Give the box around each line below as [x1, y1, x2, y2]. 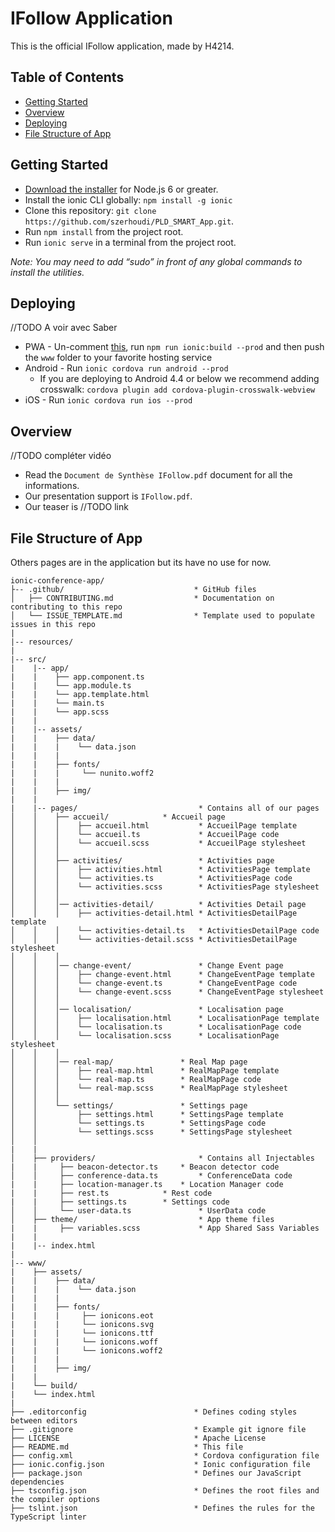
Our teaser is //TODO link [24, 501, 129, 513]
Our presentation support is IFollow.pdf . [24, 490, 193, 502]
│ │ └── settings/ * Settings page [10, 1101, 248, 1111]
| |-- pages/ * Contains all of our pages [10, 803, 320, 813]
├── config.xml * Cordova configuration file [10, 1451, 320, 1461]
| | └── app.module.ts [10, 681, 132, 691]
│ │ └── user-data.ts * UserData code [10, 1206, 267, 1216]
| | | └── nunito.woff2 [10, 768, 155, 778]
